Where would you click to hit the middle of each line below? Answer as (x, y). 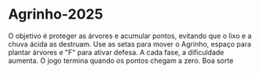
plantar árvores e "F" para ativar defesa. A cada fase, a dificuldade (116, 52)
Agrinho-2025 (56, 14)
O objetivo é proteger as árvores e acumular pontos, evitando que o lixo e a (130, 36)
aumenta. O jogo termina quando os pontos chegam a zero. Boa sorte (121, 61)
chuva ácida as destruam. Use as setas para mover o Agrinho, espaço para (130, 43)
